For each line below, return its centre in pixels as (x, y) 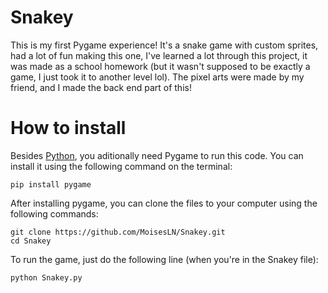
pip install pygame (51, 184)
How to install (68, 128)
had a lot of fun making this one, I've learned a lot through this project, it (159, 55)
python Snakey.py (46, 277)
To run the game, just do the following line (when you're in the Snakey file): (164, 259)
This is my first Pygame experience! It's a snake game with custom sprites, (164, 45)
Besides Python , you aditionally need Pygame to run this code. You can (157, 155)
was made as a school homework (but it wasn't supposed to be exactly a (160, 66)
